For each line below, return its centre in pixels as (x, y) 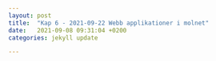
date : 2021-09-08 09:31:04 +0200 (68, 30)
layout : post (30, 15)
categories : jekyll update (53, 38)
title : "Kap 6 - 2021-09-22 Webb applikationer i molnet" (109, 23)
